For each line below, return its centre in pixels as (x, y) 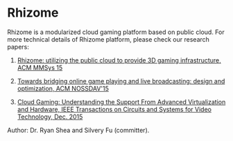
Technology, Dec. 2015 (50, 117)
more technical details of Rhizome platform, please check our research (109, 39)
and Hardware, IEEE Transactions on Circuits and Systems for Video (114, 109)
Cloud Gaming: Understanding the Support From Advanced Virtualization (121, 101)
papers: (18, 47)
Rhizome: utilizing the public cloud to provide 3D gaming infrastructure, (119, 60)
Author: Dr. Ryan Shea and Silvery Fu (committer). (78, 130)
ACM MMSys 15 (40, 67)
